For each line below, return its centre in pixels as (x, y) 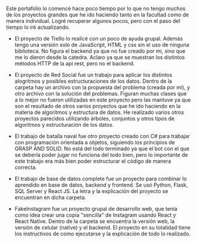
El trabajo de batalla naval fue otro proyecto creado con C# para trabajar (102, 136)
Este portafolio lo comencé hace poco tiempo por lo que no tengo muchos (96, 9)
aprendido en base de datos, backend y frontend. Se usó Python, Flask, (101, 185)
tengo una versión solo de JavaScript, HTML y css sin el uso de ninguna (102, 45)
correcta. (26, 167)
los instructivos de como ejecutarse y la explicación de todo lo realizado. (102, 234)
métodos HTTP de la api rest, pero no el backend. (74, 63)
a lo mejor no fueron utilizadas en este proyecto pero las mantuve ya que (103, 100)
